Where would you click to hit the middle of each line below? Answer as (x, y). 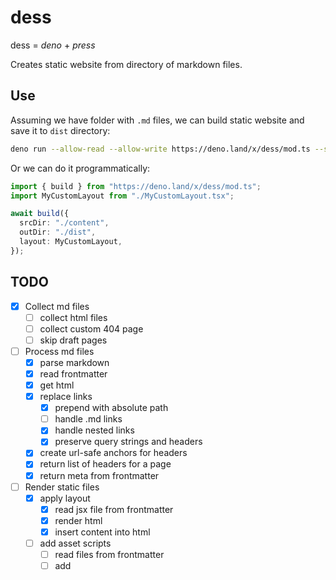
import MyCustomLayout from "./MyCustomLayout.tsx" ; (122, 196)
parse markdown (74, 362)
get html (57, 385)
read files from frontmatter (109, 554)
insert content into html (102, 532)
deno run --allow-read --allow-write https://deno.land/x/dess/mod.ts (160, 149)
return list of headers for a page (105, 464)
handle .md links (88, 419)
